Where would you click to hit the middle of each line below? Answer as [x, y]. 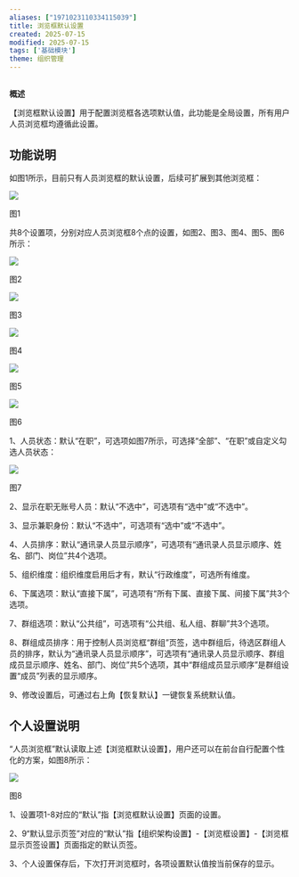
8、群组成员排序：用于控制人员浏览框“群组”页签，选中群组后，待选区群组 [144, 643]
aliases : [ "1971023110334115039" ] [73, 17]
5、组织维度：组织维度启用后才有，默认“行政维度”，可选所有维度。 [132, 575]
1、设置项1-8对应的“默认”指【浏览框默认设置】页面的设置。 [117, 815]
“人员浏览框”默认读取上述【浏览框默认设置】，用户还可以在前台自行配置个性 [147, 749]
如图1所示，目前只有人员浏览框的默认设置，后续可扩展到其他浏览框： [136, 178]
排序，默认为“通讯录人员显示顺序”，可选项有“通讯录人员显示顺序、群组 [154, 654]
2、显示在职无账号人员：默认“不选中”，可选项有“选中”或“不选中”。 [131, 507]
